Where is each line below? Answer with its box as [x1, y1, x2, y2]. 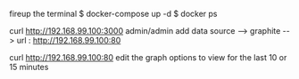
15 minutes [9, 62, 49, 72]
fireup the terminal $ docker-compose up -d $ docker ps [9, 9, 218, 19]
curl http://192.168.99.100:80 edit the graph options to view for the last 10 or [9, 52, 287, 62]
